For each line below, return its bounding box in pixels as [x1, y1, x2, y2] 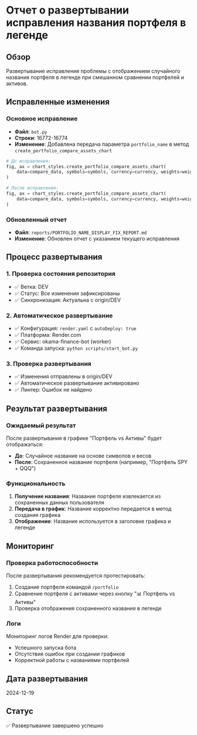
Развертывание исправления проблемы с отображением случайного [6, 68, 181, 74]
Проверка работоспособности [6, 559, 98, 567]
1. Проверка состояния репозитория [6, 270, 116, 278]
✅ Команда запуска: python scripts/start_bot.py [14, 345, 138, 352]
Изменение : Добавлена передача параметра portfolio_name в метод [14, 141, 189, 148]
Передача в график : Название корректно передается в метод [14, 505, 172, 512]
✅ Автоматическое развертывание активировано [14, 380, 140, 387]
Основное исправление [6, 115, 78, 123]
